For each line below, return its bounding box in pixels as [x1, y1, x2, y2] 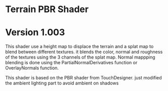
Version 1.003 [5, 27, 65, 38]
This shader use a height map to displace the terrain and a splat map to [5, 43, 154, 50]
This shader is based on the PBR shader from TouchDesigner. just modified [5, 75, 162, 81]
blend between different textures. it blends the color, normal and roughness [5, 49, 163, 55]
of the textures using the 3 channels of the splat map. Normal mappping [5, 54, 155, 60]
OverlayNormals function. [5, 65, 59, 71]
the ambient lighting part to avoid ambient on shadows [5, 80, 119, 86]
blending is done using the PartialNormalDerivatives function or [5, 60, 138, 66]
